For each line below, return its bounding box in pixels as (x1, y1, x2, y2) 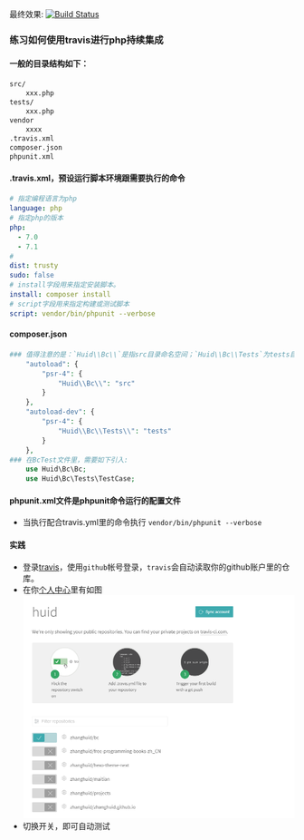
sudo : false (9, 271, 54, 280)
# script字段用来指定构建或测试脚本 (9, 299, 129, 308)
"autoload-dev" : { (25, 407, 95, 416)
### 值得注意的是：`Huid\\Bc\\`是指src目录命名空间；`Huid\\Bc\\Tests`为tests (9, 349, 290, 359)
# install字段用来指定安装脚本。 (9, 280, 120, 289)
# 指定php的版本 (9, 213, 64, 223)
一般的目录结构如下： (9, 58, 89, 69)
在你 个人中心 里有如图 (22, 584, 102, 595)
